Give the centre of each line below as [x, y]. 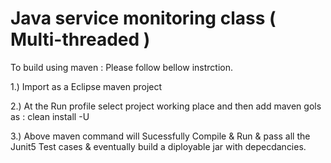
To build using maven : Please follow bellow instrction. [121, 67]
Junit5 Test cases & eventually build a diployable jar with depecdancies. [158, 146]
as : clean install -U [50, 116]
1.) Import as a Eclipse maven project [86, 86]
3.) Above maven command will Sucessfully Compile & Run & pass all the [160, 136]
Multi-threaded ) [80, 39]
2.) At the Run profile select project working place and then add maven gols [166, 106]
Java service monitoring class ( [143, 18]
